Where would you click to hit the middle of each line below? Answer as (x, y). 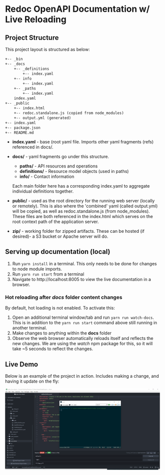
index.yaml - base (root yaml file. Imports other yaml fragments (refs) (83, 142)
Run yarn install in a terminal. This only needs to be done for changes (84, 263)
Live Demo (22, 364)
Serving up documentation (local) (58, 252)
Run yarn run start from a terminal (48, 274)
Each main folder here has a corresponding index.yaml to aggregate (81, 186)
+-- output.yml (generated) (42, 118)
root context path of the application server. (55, 222)
